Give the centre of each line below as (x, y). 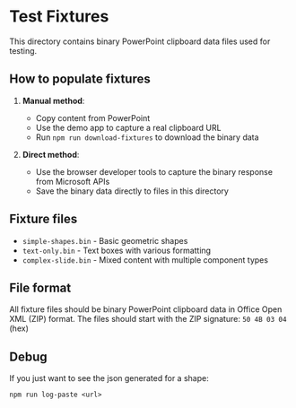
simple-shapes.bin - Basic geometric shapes (105, 240)
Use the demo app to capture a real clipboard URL (128, 127)
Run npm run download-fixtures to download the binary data (147, 137)
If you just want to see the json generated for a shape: (109, 378)
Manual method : (53, 100)
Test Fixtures (59, 17)
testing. (23, 50)
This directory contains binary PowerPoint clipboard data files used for (140, 41)
